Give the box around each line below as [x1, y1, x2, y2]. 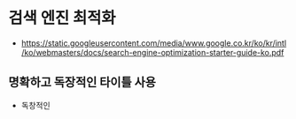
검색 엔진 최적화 [8, 8, 116, 28]
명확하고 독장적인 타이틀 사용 [8, 75, 157, 90]
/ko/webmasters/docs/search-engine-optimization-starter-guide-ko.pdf [20, 47, 284, 57]
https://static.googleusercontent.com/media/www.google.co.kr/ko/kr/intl [20, 37, 287, 48]
